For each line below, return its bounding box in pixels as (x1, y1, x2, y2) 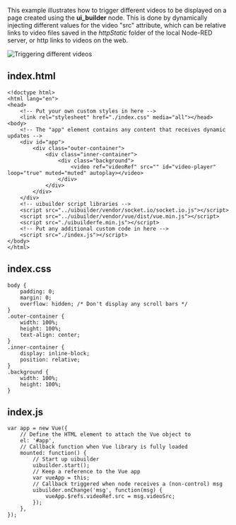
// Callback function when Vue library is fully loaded (20, 444, 189, 451)
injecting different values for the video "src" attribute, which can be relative (7, 21, 226, 29)
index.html (7, 70, 56, 82)
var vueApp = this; (33, 474, 90, 482)
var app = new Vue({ (7, 425, 69, 432)
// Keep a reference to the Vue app (33, 468, 141, 475)
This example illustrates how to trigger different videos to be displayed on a (7, 6, 228, 14)
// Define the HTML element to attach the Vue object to (20, 431, 191, 438)
